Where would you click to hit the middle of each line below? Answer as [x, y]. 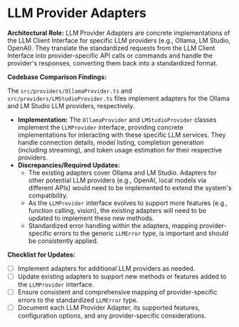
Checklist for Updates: [42, 254]
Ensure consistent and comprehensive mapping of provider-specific [117, 292]
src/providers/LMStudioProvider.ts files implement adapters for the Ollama [118, 98]
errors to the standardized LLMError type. [78, 300]
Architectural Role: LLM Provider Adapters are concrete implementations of [119, 33]
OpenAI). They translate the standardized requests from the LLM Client [111, 48]
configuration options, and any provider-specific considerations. [112, 316]
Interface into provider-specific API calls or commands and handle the [110, 56]
